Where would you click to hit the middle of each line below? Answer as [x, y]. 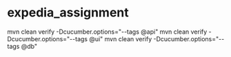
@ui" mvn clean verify [121, 38]
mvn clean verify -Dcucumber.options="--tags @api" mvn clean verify [107, 32]
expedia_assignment [68, 13]
